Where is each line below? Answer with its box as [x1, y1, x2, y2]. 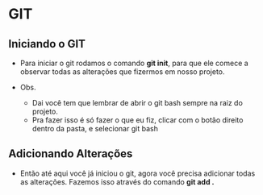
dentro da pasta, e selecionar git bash [31, 124, 159, 133]
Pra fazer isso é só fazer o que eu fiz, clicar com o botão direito [31, 115, 244, 125]
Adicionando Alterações [8, 147, 133, 161]
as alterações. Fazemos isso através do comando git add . [19, 176, 215, 186]
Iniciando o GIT [8, 37, 86, 51]
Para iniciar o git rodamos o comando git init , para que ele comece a [19, 58, 248, 68]
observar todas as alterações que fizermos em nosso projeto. [19, 67, 225, 77]
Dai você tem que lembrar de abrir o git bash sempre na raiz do [31, 98, 244, 107]
